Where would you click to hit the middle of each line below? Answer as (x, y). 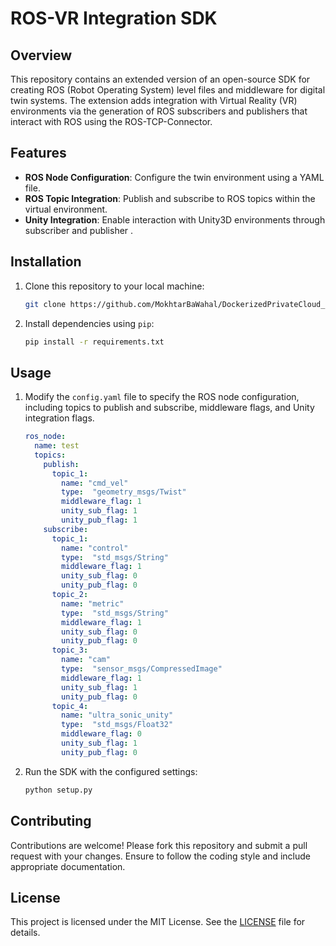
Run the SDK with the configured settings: (111, 771)
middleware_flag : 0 (101, 734)
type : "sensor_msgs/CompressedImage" (142, 669)
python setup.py (58, 790)
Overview (41, 55)
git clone (45, 304)
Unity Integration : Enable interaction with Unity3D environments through (175, 219)
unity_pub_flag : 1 (99, 520)
